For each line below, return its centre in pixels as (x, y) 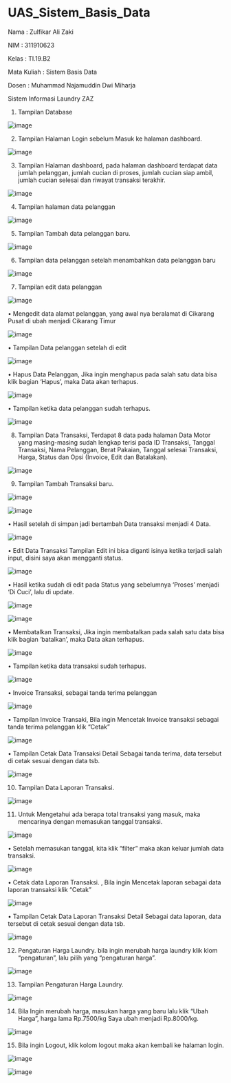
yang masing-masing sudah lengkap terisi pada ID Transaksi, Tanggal (116, 442)
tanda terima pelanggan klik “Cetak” (59, 727)
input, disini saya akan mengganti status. (65, 558)
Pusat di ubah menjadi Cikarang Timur (62, 321)
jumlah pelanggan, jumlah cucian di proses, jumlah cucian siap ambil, (115, 172)
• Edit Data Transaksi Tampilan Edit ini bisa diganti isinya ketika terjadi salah (115, 550)
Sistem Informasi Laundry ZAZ (51, 99)
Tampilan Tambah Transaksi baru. (66, 483)
